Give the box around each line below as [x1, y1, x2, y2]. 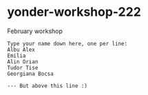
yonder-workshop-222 [7, 4, 141, 20]
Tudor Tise [7, 64, 39, 71]
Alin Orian [7, 58, 39, 65]
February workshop [7, 27, 63, 35]
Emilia [7, 52, 26, 59]
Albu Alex [7, 46, 36, 53]
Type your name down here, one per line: [7, 40, 128, 47]
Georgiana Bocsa [7, 70, 54, 77]
